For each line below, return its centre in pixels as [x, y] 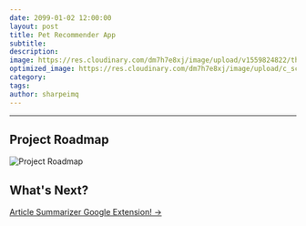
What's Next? [49, 190]
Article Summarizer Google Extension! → [86, 212]
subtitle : [28, 43]
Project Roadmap [59, 139]
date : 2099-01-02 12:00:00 [61, 18]
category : [28, 77]
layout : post [34, 26]
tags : [20, 86]
